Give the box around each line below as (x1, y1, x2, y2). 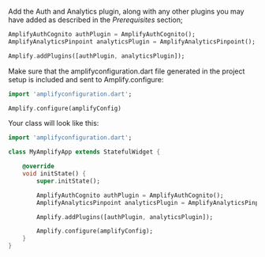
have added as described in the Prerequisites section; (8, 15, 183, 25)
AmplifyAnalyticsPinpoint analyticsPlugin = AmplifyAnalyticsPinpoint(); (8, 37, 256, 46)
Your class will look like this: (8, 119, 99, 128)
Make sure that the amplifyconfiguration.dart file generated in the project (8, 66, 245, 76)
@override (22, 162, 55, 171)
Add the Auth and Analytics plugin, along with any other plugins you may (8, 7, 244, 16)
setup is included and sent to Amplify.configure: (8, 74, 164, 84)
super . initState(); (36, 177, 101, 185)
